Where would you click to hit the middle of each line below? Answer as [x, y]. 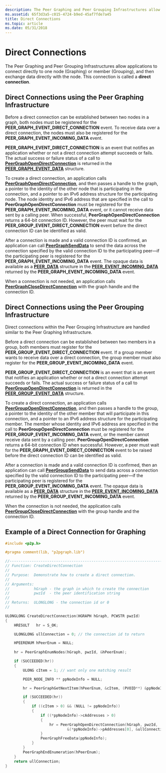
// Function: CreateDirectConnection [44, 566]
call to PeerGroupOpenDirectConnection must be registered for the [75, 429]
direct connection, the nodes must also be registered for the [66, 133]
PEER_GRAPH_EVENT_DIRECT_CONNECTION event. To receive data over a [83, 127]
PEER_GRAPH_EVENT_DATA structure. [45, 168]
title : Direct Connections [33, 19]
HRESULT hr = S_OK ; [36, 625]
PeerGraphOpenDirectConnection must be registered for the [68, 204]
